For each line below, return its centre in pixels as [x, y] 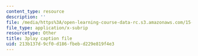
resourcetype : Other [32, 33]
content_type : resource [35, 11]
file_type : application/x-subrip [47, 28]
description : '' [26, 17]
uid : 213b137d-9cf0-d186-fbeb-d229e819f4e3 [60, 44]
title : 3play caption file [39, 38]
